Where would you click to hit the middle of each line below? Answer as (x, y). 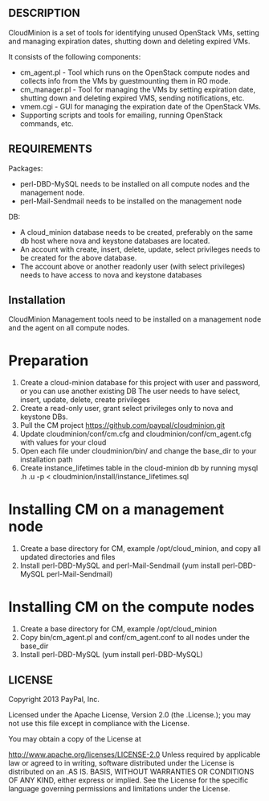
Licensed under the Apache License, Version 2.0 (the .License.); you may (130, 715)
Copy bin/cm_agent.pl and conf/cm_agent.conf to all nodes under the (135, 638)
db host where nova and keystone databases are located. (115, 240)
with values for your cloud (63, 442)
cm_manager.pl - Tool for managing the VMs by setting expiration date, (137, 89)
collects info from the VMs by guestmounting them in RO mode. (125, 80)
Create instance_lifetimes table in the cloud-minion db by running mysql (139, 468)
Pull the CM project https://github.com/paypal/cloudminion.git (122, 425)
